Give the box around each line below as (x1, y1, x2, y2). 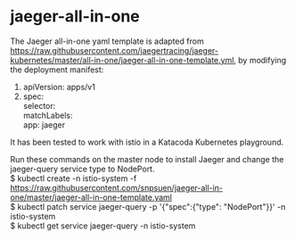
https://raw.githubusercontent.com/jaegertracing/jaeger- (10, 45, 219, 55)
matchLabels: (22, 110, 73, 120)
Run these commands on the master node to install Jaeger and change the (10, 153, 284, 164)
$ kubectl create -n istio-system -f (10, 172, 137, 184)
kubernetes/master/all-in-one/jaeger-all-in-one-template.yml (10, 54, 234, 65)
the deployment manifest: (10, 64, 104, 75)
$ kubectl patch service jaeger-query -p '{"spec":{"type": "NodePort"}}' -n (10, 201, 286, 211)
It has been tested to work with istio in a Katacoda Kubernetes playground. (10, 137, 284, 147)
